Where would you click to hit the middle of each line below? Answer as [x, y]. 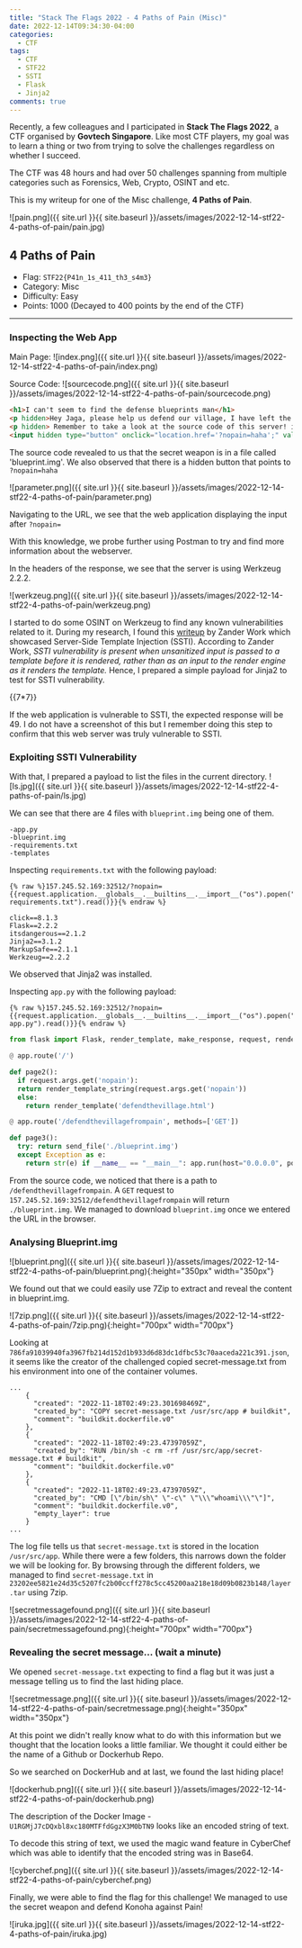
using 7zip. [48, 1592]
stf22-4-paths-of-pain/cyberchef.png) [80, 1880]
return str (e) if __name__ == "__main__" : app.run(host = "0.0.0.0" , [154, 1163]
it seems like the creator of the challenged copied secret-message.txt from [148, 1362]
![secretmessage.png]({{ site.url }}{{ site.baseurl [99, 1699]
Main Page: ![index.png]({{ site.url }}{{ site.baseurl [102, 357]
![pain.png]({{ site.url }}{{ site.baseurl [79, 218]
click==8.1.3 [34, 918]
